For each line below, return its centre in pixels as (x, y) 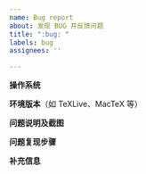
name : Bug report (41, 17)
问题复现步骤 (32, 142)
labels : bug (31, 42)
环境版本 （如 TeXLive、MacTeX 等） (76, 104)
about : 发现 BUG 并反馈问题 (57, 26)
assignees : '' (36, 51)
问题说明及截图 (36, 123)
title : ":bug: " (39, 34)
